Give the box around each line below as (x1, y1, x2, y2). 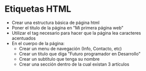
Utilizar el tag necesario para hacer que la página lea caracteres (11, 30, 141, 36)
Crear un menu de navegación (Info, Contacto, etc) (19, 46, 122, 51)
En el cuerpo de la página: (11, 40, 65, 46)
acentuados (11, 35, 36, 41)
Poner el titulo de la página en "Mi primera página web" (11, 24, 123, 30)
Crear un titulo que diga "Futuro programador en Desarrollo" (19, 50, 141, 57)
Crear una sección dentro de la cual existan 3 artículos (19, 61, 129, 67)
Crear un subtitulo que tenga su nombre (19, 56, 100, 62)
